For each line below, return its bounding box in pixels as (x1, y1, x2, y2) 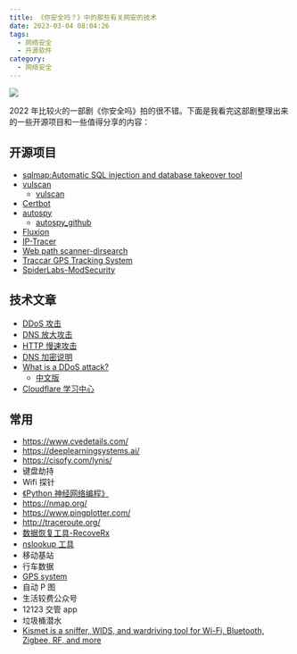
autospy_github (35, 216, 92, 228)
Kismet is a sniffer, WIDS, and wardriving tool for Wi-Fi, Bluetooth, (21, 625, 265, 636)
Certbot (21, 197, 51, 208)
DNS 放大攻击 (21, 329, 73, 340)
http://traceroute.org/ (21, 517, 101, 528)
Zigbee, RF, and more (21, 635, 102, 646)
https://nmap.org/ (21, 498, 87, 509)
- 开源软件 (17, 46, 53, 55)
